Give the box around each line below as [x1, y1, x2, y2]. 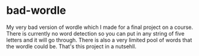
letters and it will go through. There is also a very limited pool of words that [6, 36, 192, 43]
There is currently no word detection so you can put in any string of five [6, 30, 185, 37]
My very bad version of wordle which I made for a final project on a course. [6, 23, 194, 31]
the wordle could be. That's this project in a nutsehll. [6, 43, 137, 50]
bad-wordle [6, 4, 66, 17]
